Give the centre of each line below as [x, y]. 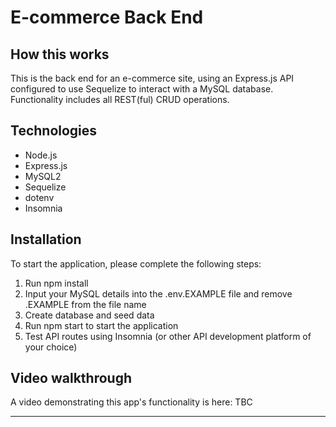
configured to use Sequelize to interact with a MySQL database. [142, 89]
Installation [46, 239]
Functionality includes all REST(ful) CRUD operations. [120, 99]
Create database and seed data [89, 315]
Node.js [41, 155]
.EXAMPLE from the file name [85, 304]
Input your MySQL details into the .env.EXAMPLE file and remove [158, 293]
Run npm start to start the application [101, 325]
